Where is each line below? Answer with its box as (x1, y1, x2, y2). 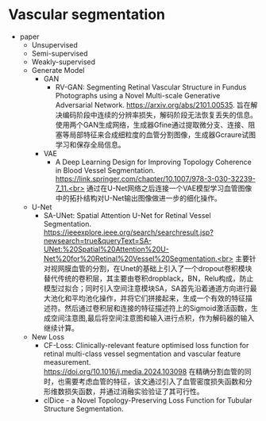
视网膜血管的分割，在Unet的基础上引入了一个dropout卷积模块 (50, 263, 253, 273)
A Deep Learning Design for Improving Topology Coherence (55, 157, 252, 166)
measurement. (43, 357, 91, 366)
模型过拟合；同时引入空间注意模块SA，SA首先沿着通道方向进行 (43, 283, 250, 293)
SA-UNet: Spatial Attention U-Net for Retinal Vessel (43, 210, 212, 220)
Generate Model (31, 65, 85, 75)
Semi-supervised (31, 48, 89, 58)
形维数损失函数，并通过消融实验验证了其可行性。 (43, 386, 204, 396)
